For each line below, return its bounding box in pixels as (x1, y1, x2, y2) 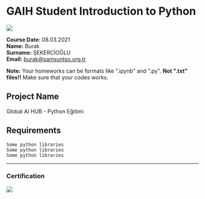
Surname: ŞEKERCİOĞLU (6, 49, 71, 56)
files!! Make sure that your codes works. (6, 73, 109, 81)
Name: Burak (6, 42, 40, 49)
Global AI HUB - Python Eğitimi (6, 107, 84, 115)
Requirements (6, 125, 61, 136)
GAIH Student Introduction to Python (6, 4, 196, 18)
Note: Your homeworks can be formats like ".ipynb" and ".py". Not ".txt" (6, 67, 188, 74)
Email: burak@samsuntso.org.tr (6, 55, 87, 62)
